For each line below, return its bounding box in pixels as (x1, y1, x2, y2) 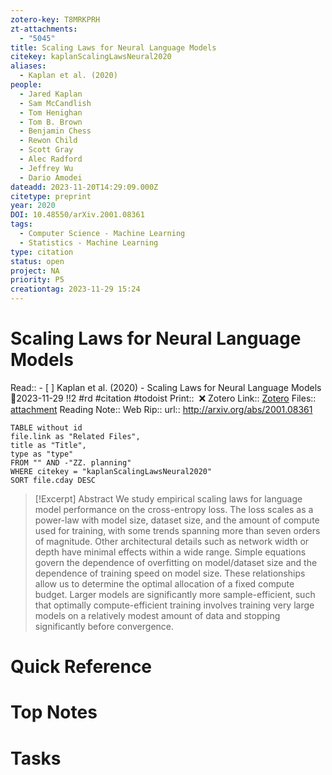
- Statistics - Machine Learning (19, 237, 159, 248)
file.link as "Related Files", (10, 431, 141, 441)
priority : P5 (10, 275, 65, 285)
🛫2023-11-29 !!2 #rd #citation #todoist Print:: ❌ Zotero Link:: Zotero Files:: (10, 392, 317, 404)
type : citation (10, 247, 74, 257)
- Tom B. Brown (19, 117, 83, 127)
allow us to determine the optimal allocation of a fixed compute (34, 577, 295, 590)
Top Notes (10, 701, 98, 724)
